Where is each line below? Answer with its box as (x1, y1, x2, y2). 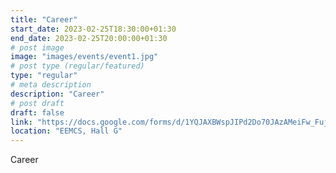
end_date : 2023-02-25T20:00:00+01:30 (10, 33, 168, 43)
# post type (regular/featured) (10, 61, 145, 71)
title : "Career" (10, 14, 78, 25)
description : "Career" (10, 89, 105, 99)
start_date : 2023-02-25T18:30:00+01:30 (10, 24, 177, 34)
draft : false (10, 107, 65, 118)
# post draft (10, 98, 65, 108)
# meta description (10, 80, 92, 90)
